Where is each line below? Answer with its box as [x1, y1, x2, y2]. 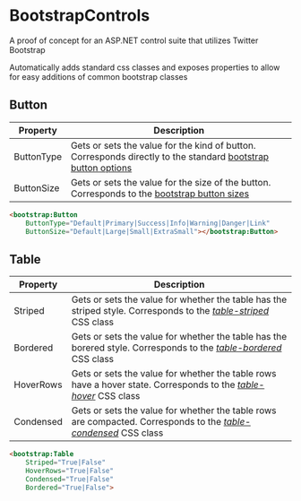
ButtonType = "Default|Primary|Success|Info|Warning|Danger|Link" [25, 219, 271, 228]
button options [70, 161, 133, 174]
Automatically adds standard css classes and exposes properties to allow [9, 62, 280, 73]
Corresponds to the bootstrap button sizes [70, 187, 249, 200]
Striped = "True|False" [25, 458, 106, 467]
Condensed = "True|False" [25, 474, 115, 484]
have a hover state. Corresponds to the [71, 378, 236, 391]
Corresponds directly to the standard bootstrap [70, 150, 270, 162]
